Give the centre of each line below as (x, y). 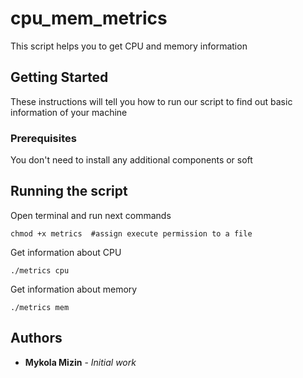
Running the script (69, 191)
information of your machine (69, 112)
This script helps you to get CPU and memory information (129, 46)
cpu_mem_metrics (89, 18)
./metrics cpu (40, 270)
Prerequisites (43, 138)
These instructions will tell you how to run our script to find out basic (151, 101)
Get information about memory (74, 289)
